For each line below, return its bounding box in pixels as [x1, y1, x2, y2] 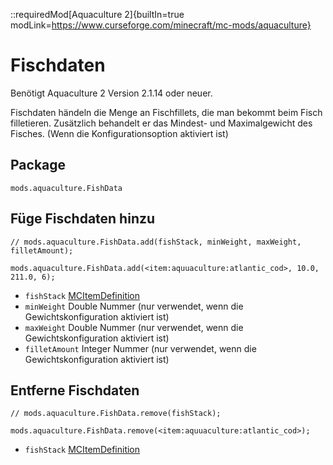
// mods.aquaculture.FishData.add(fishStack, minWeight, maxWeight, [10, 237, 302, 247]
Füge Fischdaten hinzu [10, 210, 156, 228]
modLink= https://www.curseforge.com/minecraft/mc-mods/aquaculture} [10, 19, 312, 31]
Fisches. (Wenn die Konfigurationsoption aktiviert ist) [10, 127, 229, 139]
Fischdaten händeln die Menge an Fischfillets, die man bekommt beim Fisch [10, 106, 323, 118]
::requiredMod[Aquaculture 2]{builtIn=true [10, 9, 185, 20]
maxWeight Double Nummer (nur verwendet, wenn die [24, 321, 244, 333]
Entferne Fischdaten [10, 382, 140, 399]
